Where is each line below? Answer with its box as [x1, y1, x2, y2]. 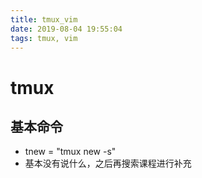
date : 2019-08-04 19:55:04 [10, 24, 123, 34]
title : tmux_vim [10, 14, 78, 25]
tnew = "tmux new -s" [24, 146, 117, 158]
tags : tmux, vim [10, 33, 78, 43]
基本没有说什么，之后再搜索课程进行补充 [24, 157, 192, 170]
